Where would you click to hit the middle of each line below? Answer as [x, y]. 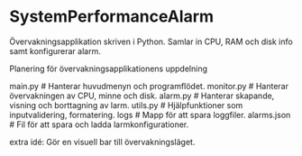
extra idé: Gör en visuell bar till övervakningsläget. [102, 142]
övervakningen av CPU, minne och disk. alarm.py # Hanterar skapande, [142, 96]
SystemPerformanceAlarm [112, 17]
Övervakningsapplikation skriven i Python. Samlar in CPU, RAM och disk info [151, 41]
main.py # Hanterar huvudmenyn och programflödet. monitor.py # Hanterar [149, 86]
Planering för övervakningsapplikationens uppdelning [109, 69]
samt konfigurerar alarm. [55, 50]
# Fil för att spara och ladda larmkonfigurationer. [99, 124]
